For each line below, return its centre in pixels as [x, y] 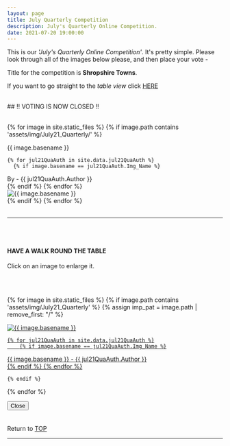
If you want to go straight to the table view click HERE [83, 86]
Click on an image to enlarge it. [51, 266]
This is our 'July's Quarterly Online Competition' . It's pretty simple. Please [111, 52]
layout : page [26, 13]
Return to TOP [27, 429]
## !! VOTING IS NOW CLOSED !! [53, 106]
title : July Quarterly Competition [58, 20]
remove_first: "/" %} [35, 315]
